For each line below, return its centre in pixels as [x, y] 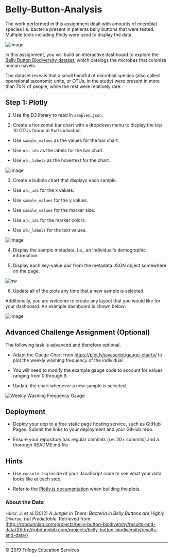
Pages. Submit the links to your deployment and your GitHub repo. [83, 429]
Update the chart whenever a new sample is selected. [70, 385]
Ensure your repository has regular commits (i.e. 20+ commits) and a [86, 439]
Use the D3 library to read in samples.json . [58, 115]
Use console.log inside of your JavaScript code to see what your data [87, 474]
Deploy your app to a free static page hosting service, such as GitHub [87, 424]
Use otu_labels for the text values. [50, 230]
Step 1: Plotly [27, 103]
